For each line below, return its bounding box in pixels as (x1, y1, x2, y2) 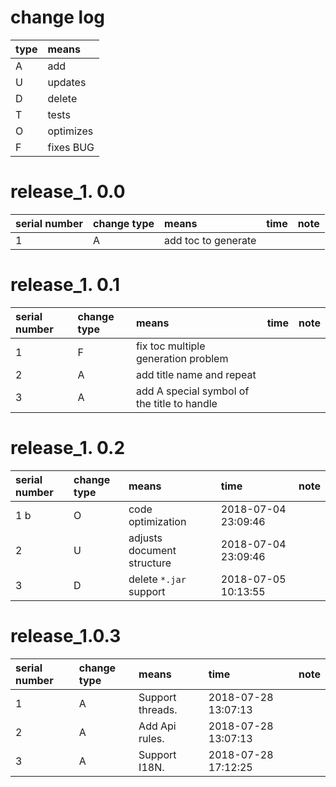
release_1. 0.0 (10, 181, 126, 203)
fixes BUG (47, 140, 95, 154)
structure (128, 556, 172, 570)
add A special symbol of (135, 384, 250, 398)
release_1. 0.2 (10, 437, 126, 459)
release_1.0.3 (10, 624, 122, 647)
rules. (138, 731, 165, 745)
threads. (138, 702, 178, 716)
